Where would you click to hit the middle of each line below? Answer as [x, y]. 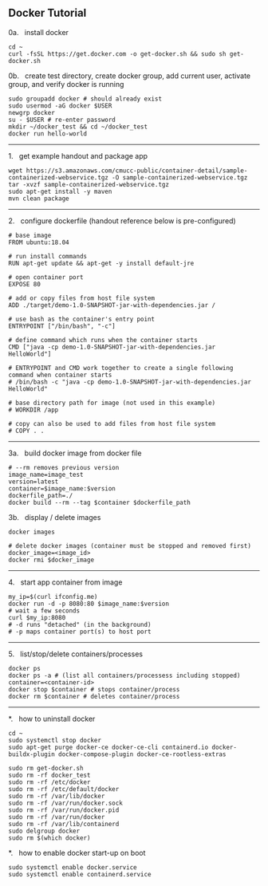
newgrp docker [32, 112]
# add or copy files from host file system [82, 298]
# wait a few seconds [44, 610]
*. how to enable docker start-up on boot [77, 853]
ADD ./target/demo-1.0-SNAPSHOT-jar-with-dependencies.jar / [112, 305]
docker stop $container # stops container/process [94, 689]
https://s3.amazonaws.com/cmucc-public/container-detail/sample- [137, 171]
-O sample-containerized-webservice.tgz [179, 177]
